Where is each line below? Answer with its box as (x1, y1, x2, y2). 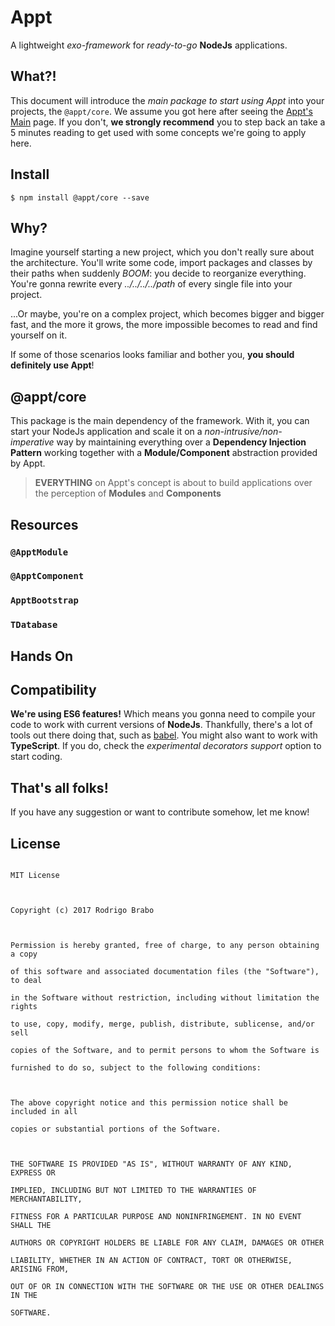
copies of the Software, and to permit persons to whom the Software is (10, 1046, 320, 1056)
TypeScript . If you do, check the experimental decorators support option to (10, 740, 322, 752)
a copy (10, 949, 38, 960)
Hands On (10, 647, 74, 665)
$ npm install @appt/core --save (10, 192, 150, 203)
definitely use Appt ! (10, 359, 95, 371)
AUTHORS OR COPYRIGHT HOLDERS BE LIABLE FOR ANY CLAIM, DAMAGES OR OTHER (10, 1238, 325, 1248)
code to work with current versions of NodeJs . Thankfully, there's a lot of (10, 719, 313, 731)
